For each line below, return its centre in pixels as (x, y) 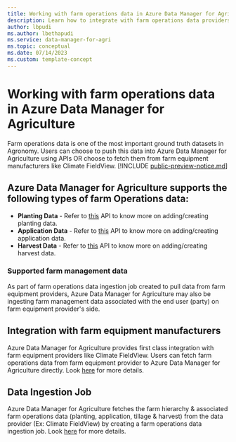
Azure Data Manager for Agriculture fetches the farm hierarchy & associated (118, 409)
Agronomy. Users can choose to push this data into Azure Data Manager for (117, 151)
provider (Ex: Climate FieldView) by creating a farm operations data (105, 424)
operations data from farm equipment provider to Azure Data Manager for (114, 363)
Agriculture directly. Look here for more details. (76, 370)
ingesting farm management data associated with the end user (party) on (113, 301)
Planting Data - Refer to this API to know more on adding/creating (113, 215)
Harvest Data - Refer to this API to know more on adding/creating (112, 246)
